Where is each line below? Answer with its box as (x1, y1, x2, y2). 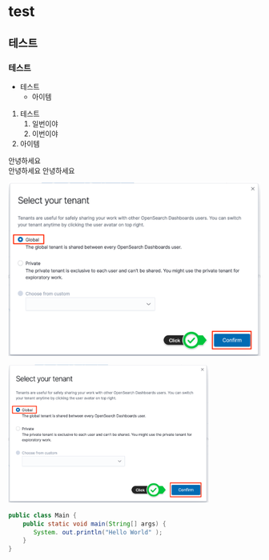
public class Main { (8, 511, 78, 519)
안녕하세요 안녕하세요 (8, 166, 75, 175)
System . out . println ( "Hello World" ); (33, 528, 163, 536)
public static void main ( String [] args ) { (22, 519, 167, 528)
